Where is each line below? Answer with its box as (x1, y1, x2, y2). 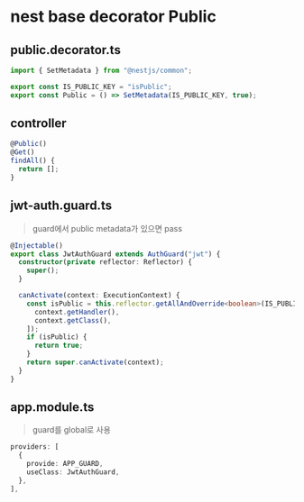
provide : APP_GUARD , (26, 460, 104, 469)
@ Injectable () (10, 241, 64, 250)
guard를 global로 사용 (32, 424, 111, 435)
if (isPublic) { (26, 333, 88, 342)
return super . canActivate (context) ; (26, 358, 165, 367)
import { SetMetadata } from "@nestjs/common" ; (10, 66, 193, 75)
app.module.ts (10, 399, 95, 415)
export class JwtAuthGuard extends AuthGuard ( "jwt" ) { (10, 250, 221, 259)
